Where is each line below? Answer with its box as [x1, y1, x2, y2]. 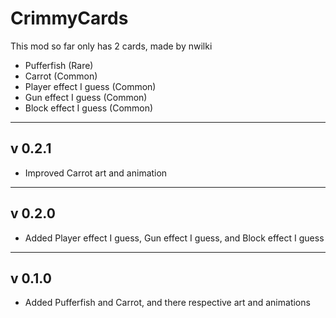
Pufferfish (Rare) [24, 59, 94, 71]
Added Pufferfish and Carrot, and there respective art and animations [24, 297, 311, 309]
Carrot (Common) [24, 70, 98, 82]
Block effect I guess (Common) [24, 102, 154, 114]
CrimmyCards [10, 7, 129, 30]
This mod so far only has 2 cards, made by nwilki [10, 40, 213, 52]
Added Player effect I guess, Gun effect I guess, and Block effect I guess [24, 232, 325, 244]
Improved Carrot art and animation [24, 167, 168, 179]
